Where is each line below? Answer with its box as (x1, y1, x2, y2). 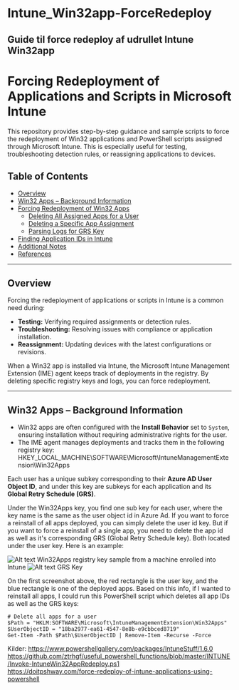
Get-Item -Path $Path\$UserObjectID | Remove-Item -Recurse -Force (7, 632, 212, 639)
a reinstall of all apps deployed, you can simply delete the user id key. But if (7, 518, 228, 527)
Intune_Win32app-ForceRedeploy (7, 5, 212, 21)
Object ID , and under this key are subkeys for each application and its (7, 482, 212, 490)
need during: (7, 304, 45, 312)
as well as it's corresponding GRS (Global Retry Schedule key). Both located (7, 533, 230, 542)
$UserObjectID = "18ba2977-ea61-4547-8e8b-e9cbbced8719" (7, 625, 180, 632)
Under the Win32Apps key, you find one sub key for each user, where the (7, 503, 223, 512)
